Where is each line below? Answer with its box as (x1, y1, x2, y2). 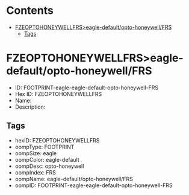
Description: (14, 103, 46, 110)
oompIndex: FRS (14, 168, 56, 176)
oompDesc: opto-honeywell (14, 162, 84, 170)
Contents (6, 4, 54, 18)
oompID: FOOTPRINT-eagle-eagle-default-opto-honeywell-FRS (14, 182, 173, 189)
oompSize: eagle (14, 149, 57, 157)
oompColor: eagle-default (14, 156, 79, 163)
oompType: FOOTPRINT (14, 143, 75, 150)
